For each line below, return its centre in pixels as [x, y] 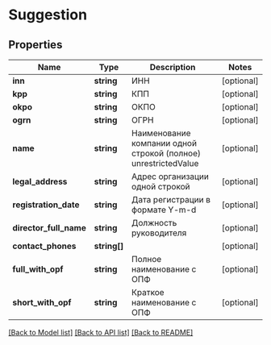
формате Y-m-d [164, 210]
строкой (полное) [167, 153]
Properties [35, 45]
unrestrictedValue [165, 163]
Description [173, 67]
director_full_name [49, 228]
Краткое [148, 292]
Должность [154, 223]
